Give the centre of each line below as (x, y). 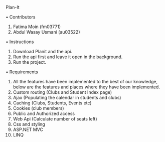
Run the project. (30, 62)
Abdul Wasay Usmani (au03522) (46, 32)
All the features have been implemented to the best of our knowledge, (85, 82)
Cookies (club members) (38, 108)
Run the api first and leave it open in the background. (68, 57)
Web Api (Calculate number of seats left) (55, 119)
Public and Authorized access (44, 113)
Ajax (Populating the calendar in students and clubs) (67, 98)
